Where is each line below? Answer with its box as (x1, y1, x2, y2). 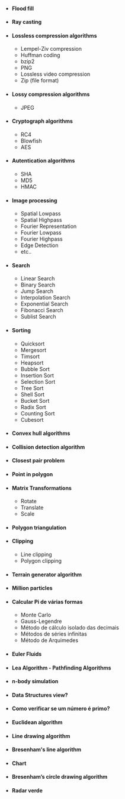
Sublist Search (20, 313, 56, 320)
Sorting (11, 327, 31, 334)
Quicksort (20, 340, 45, 347)
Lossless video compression (20, 70, 91, 78)
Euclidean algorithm (11, 718, 63, 726)
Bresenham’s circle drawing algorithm (11, 773, 108, 781)
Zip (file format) (20, 77, 59, 84)
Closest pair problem (11, 457, 65, 464)
